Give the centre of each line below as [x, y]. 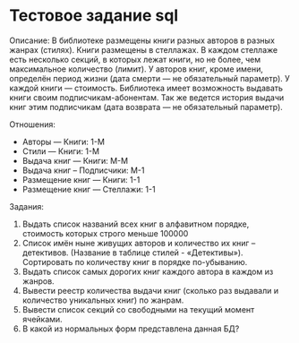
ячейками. [42, 319]
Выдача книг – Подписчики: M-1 [83, 170]
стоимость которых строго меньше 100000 [105, 233]
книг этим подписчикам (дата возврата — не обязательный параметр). [146, 107]
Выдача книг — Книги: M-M [75, 160]
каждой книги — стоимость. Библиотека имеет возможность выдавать [146, 88]
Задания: [27, 206]
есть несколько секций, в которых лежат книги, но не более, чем [135, 59]
